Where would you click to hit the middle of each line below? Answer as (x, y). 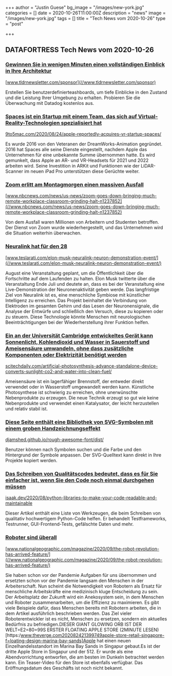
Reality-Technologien (33, 123)
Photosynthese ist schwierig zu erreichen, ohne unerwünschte (72, 392)
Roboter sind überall (31, 538)
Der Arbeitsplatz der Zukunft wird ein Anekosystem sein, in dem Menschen (85, 597)
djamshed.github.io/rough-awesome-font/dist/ (55, 440)
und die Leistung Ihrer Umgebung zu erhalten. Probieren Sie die (73, 98)
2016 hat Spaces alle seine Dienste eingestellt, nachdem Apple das (76, 149)
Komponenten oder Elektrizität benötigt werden (66, 355)
